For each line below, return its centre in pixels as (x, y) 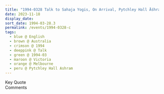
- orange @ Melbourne (31, 64)
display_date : (20, 19)
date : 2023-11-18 (23, 14)
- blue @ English (27, 37)
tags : (10, 32)
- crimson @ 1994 (27, 46)
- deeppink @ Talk (28, 50)
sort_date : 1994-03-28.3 (30, 23)
